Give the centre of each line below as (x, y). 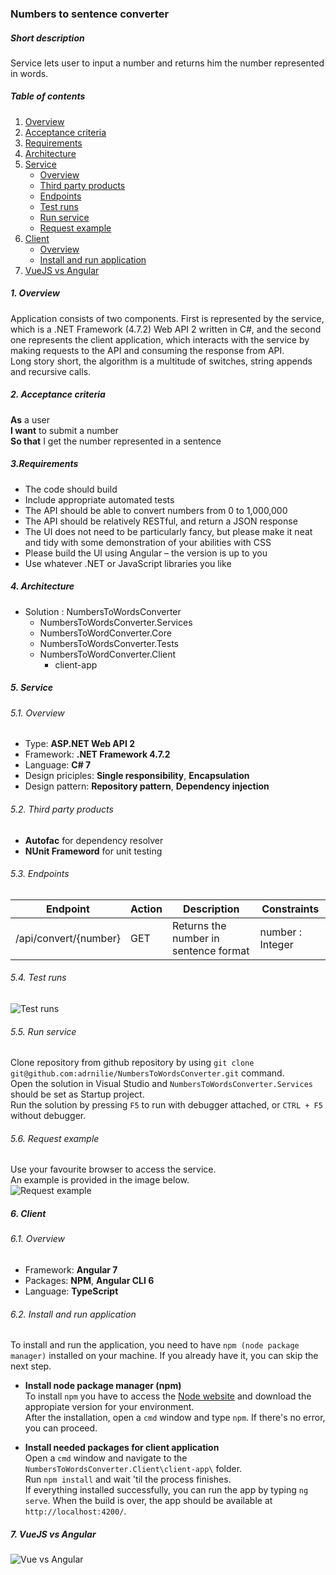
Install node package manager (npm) (103, 1386)
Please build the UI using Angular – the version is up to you (146, 553)
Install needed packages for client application (122, 1448)
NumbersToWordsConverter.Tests (109, 643)
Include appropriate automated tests (99, 499)
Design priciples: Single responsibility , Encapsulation (137, 776)
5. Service (31, 688)
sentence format (210, 950)
